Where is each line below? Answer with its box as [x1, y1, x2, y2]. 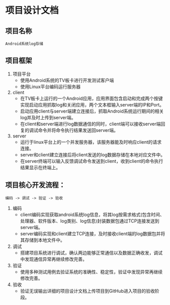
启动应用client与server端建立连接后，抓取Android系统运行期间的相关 [20, 108, 164, 114]
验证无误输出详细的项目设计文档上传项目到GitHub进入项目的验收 [20, 288, 155, 294]
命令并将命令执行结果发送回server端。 [38, 127, 118, 133]
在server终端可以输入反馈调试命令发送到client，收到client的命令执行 [20, 158, 163, 164]
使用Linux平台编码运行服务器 [20, 84, 81, 90]
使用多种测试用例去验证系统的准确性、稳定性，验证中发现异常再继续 [20, 268, 163, 275]
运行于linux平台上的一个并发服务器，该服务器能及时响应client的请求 [20, 138, 162, 145]
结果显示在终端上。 [20, 164, 61, 171]
